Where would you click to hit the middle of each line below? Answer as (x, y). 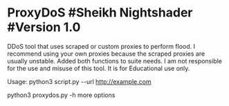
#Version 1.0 (44, 27)
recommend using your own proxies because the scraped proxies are (106, 54)
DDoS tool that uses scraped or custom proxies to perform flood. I (101, 46)
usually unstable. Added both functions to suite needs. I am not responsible (115, 61)
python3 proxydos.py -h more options (61, 95)
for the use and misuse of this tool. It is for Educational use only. (99, 68)
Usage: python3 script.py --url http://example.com (79, 81)
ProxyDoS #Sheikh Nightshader (100, 13)
